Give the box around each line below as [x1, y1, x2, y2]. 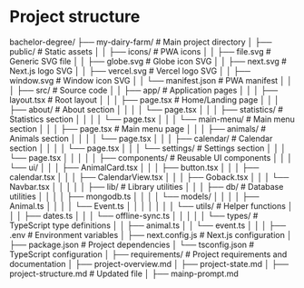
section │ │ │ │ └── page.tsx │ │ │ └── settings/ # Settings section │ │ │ [9, 143, 287, 154]
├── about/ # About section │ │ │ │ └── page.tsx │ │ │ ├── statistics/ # [9, 104, 284, 114]
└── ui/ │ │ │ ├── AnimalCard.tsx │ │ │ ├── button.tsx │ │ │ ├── [9, 162, 260, 173]
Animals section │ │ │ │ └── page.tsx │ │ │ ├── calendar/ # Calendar [9, 133, 273, 144]
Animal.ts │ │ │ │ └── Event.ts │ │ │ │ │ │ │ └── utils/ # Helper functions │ [9, 200, 293, 211]
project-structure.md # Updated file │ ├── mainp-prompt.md [9, 268, 239, 279]
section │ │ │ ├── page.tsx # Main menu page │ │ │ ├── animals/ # [9, 123, 266, 134]
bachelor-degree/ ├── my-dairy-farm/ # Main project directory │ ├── [9, 36, 272, 47]
